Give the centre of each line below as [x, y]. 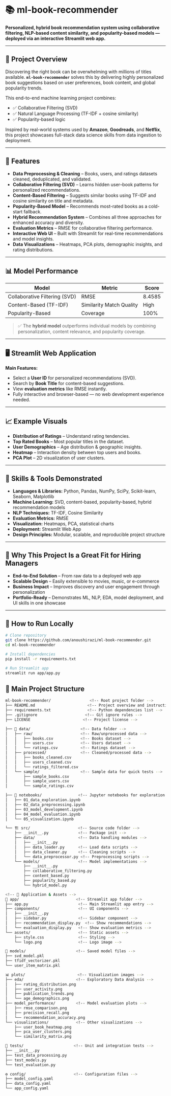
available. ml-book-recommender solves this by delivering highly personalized [84, 77]
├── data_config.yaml [28, 1084]
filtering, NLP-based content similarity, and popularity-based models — [83, 33]
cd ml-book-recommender [31, 645]
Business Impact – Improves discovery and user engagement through [86, 587]
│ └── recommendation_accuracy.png [45, 1017]
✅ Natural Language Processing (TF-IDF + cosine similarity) [76, 114]
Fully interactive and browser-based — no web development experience [88, 394]
